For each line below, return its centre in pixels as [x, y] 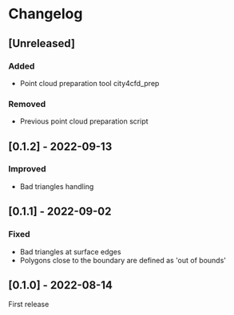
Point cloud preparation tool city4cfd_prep [89, 83]
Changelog [46, 14]
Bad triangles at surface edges [70, 251]
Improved [27, 169]
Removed [27, 104]
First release [29, 305]
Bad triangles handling [57, 186]
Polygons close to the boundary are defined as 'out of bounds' [123, 260]
